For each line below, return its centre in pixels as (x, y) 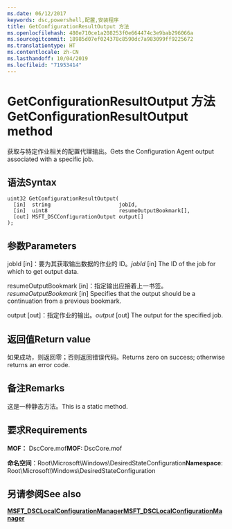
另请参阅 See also (44, 494)
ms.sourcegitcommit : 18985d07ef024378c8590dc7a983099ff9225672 (100, 39)
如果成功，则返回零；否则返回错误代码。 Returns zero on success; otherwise (116, 357)
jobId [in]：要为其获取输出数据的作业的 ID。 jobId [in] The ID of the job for (111, 264)
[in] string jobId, (75, 205)
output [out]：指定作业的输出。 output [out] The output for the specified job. (115, 315)
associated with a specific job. (51, 159)
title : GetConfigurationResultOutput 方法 (68, 26)
